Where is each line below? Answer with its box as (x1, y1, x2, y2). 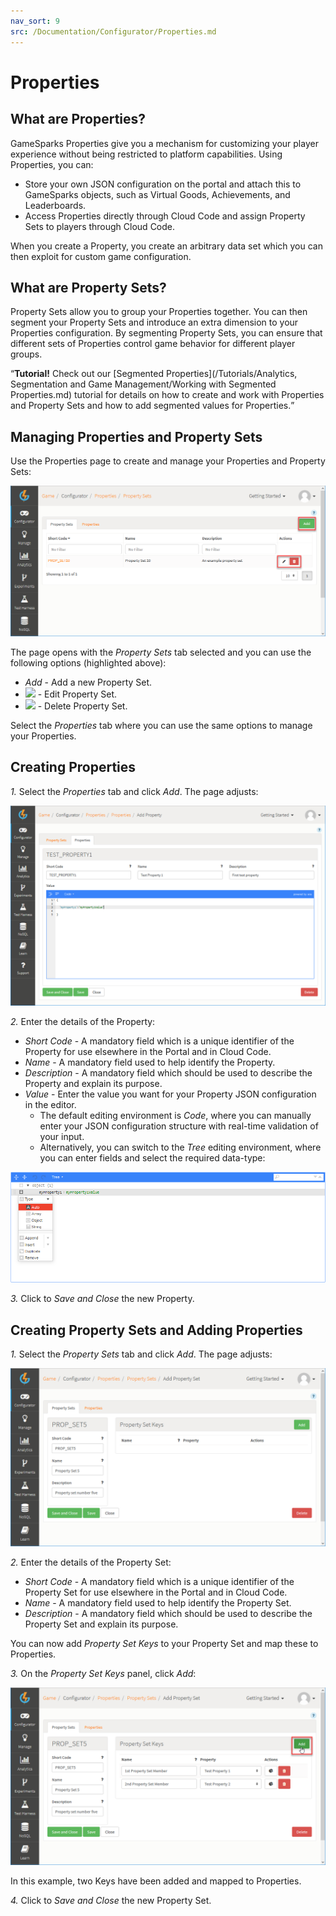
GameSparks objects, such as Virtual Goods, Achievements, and (24, 188, 291, 200)
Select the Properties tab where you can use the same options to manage (10, 719, 313, 731)
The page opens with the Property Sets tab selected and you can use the (10, 646, 312, 658)
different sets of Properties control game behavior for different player (10, 338, 296, 350)
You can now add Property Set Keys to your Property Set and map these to (10, 1637, 319, 1649)
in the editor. (24, 1098, 77, 1110)
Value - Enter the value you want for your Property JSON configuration (24, 1088, 317, 1100)
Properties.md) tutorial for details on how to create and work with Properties (10, 389, 325, 401)
